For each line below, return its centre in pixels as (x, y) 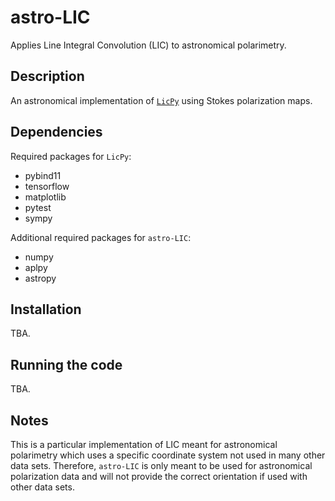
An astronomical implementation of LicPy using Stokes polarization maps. (161, 100)
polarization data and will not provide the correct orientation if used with (159, 476)
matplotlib (45, 197)
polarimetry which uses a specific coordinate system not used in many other (168, 455)
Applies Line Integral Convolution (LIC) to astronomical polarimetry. (148, 45)
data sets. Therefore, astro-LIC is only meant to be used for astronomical (161, 465)
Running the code (66, 364)
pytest (38, 207)
